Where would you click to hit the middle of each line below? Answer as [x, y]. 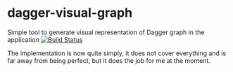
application [24, 39]
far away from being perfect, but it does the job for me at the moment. [109, 60]
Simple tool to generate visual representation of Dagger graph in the [106, 32]
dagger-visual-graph [70, 13]
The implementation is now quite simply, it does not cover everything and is [117, 53]
